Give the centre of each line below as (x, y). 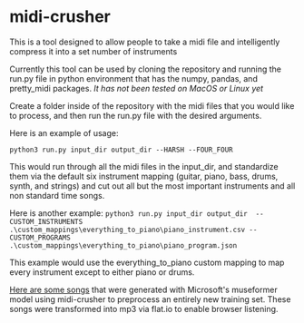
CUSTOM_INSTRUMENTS (46, 221)
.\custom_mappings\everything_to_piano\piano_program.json (123, 245)
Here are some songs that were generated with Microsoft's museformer (144, 289)
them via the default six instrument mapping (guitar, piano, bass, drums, (144, 176)
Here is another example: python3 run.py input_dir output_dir (128, 213)
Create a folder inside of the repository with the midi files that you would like (152, 105)
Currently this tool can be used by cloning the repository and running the (145, 69)
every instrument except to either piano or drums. (102, 272)
